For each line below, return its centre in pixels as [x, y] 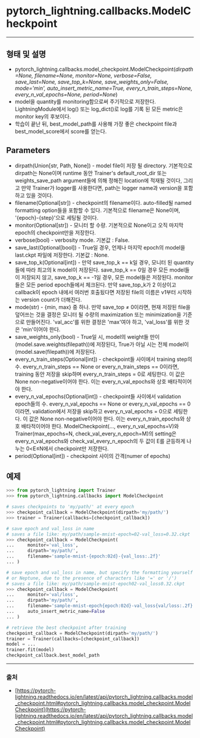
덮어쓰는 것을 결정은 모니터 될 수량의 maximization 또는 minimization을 [98, 314]
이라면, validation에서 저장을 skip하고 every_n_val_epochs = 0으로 [93, 411]
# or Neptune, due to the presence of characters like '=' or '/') [92, 578]
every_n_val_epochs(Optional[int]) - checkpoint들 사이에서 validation [98, 396]
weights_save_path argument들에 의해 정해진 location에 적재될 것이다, [99, 180]
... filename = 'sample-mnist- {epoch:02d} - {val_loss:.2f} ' [84, 556]
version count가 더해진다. [51, 300]
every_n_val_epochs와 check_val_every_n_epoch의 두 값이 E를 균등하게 [100, 441]
